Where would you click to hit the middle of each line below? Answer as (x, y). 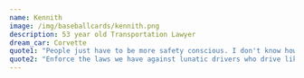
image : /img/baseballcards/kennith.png (85, 26)
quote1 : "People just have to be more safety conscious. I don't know (145, 51)
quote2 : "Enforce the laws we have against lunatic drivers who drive (145, 59)
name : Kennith (36, 17)
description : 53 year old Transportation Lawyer (103, 34)
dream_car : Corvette (48, 43)
